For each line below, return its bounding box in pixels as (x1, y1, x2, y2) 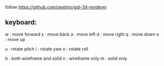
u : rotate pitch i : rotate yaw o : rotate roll (5, 46, 89, 52)
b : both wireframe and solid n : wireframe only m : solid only (5, 55, 127, 61)
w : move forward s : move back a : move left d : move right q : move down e (5, 31, 159, 37)
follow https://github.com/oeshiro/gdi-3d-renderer (5, 4, 107, 10)
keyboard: (5, 18, 37, 26)
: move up (5, 36, 25, 42)
